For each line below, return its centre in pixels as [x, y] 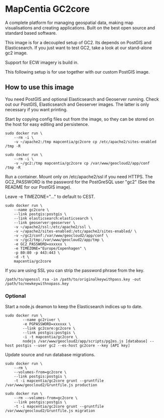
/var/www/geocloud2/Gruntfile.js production [51, 385]
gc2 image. [16, 53]
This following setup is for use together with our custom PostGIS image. [78, 72]
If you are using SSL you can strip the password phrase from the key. [75, 270]
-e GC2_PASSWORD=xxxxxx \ [40, 244]
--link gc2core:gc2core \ [49, 329]
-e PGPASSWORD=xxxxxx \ [47, 324]
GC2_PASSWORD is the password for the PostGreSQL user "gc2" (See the [80, 182]
